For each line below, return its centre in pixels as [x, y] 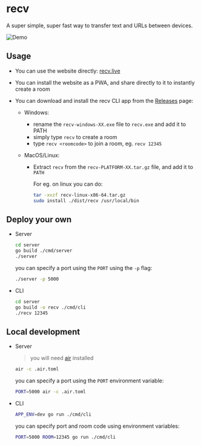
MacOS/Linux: [42, 155]
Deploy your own [39, 219]
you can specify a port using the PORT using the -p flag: [84, 267]
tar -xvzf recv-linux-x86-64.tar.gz [79, 195]
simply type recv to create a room [75, 137]
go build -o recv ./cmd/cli [50, 307]
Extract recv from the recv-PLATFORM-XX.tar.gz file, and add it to [113, 167]
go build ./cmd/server [44, 251]
